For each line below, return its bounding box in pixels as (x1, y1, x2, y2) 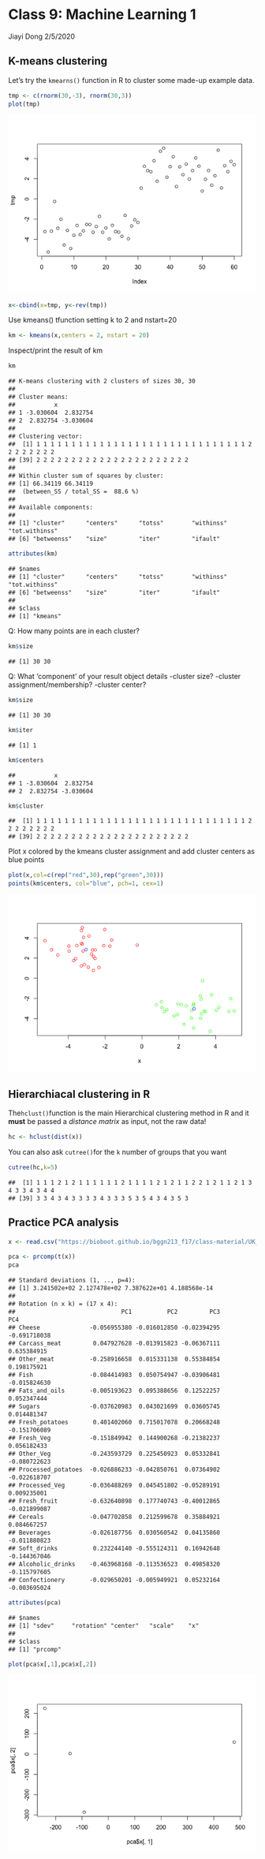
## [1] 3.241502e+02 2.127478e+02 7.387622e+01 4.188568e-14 (8, 1284, 214, 1293)
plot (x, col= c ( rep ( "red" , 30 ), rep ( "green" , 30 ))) (8, 872, 164, 879)
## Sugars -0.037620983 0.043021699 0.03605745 (8, 1402, 221, 1411)
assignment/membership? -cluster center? (8, 680, 147, 689)
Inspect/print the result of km (8, 345, 103, 356)
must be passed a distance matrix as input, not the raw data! (8, 1116, 207, 1125)
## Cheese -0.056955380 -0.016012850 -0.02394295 (8, 1323, 221, 1332)
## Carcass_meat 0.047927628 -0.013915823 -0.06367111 (8, 1339, 221, 1348)
